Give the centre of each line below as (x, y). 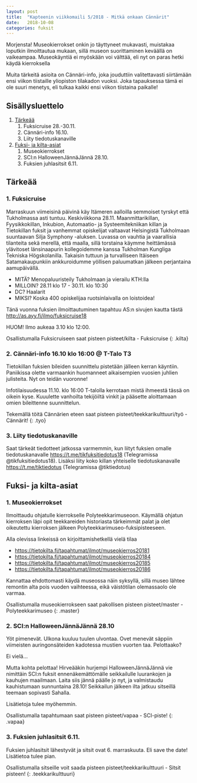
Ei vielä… (17, 657)
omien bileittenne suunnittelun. (44, 403)
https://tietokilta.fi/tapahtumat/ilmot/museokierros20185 (83, 563)
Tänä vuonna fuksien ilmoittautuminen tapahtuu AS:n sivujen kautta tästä (95, 309)
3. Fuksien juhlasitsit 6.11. (43, 737)
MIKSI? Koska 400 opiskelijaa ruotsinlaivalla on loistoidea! (84, 298)
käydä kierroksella (28, 63)
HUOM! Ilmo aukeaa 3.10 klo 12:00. (48, 327)
